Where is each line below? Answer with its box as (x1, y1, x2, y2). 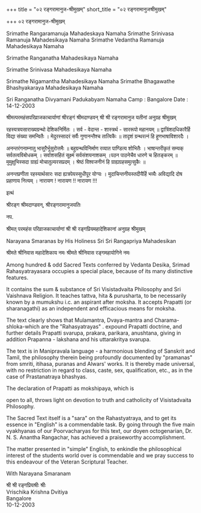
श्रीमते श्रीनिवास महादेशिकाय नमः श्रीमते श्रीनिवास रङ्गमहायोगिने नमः (6, 249, 130, 256)
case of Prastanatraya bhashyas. (6, 373, 88, 380)
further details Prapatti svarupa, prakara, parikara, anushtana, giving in (6, 329, 181, 336)
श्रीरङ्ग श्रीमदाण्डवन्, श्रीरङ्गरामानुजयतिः (6, 201, 81, 208)
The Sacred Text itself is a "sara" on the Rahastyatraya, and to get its (6, 415, 177, 421)
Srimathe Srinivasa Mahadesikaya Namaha (6, 66, 112, 73)
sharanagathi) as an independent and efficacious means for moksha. (6, 305, 176, 312)
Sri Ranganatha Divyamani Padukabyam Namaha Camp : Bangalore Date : (6, 96, 188, 102)
